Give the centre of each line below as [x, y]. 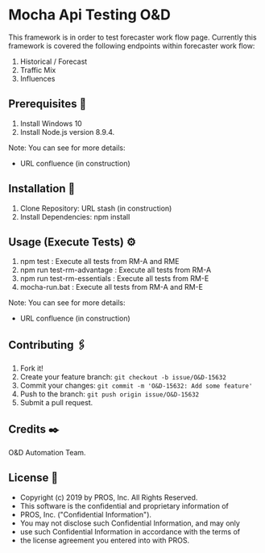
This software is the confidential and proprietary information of [124, 505]
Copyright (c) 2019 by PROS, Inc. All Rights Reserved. [109, 497]
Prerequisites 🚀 [48, 104]
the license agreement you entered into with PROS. [105, 540]
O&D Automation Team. [47, 452]
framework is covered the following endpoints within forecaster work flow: [132, 45]
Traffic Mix [38, 69]
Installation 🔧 [42, 189]
